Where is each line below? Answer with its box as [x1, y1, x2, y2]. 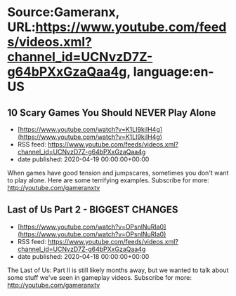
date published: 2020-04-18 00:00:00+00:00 [17, 252, 150, 260]
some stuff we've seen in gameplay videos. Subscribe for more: [7, 273, 192, 281]
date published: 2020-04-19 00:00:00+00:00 [17, 155, 150, 163]
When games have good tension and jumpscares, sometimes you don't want [7, 169, 229, 177]
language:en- [133, 64, 214, 80]
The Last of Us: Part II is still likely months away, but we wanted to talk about [7, 266, 229, 274]
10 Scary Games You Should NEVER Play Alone [7, 107, 216, 119]
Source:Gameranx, [7, 4, 120, 20]
